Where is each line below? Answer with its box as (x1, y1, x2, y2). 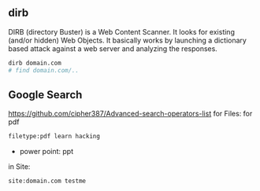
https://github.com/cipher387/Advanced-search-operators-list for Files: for (8, 109, 253, 119)
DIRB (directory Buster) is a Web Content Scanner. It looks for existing (8, 27, 235, 36)
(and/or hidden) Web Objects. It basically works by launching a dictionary (8, 35, 247, 45)
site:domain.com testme (8, 177, 87, 185)
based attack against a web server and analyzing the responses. (8, 43, 218, 53)
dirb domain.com (8, 59, 61, 67)
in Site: (8, 162, 31, 171)
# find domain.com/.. (8, 66, 80, 74)
